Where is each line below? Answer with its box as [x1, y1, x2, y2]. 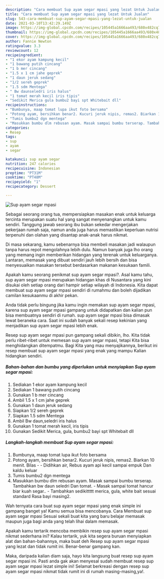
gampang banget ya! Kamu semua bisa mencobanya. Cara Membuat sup [5, 508, 152, 514]
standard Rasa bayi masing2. [12, 493, 71, 499]
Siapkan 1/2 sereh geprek [12, 407, 64, 413]
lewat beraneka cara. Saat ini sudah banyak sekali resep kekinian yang [5, 317, 147, 323]
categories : [5, 125, 30, 130]
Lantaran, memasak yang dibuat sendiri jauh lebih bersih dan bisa [5, 257, 137, 263]
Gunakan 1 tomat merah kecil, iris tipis [12, 423, 89, 429]
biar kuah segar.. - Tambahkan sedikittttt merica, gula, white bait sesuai [12, 488, 156, 494]
